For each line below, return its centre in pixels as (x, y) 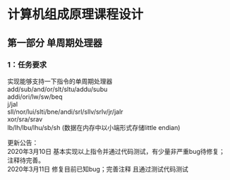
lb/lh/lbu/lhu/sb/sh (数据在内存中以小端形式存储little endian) (94, 127)
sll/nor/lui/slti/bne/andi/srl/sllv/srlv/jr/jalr (65, 112)
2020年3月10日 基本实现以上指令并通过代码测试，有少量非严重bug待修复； (116, 151)
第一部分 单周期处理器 (55, 43)
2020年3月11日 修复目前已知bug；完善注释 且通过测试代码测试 (98, 169)
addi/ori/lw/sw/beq (35, 97)
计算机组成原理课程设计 (75, 14)
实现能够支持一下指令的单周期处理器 (60, 81)
